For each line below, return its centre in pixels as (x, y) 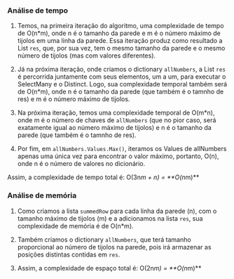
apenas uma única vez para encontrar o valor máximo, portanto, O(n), (118, 156)
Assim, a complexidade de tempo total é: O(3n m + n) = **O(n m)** (103, 177)
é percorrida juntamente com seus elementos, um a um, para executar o (122, 77)
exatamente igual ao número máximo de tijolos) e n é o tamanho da (114, 128)
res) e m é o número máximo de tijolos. (74, 99)
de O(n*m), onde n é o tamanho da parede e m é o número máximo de (119, 33)
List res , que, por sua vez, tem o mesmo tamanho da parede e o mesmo (121, 48)
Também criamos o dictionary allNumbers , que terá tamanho (104, 239)
